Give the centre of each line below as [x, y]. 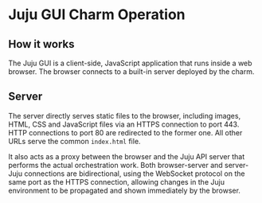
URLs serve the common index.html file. [74, 141]
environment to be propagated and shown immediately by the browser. [125, 190]
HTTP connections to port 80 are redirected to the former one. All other [125, 132]
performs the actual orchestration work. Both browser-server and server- [129, 165]
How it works [41, 44]
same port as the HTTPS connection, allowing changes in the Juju [117, 182]
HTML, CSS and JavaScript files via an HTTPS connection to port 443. [124, 124]
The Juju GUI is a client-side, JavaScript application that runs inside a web [130, 63]
